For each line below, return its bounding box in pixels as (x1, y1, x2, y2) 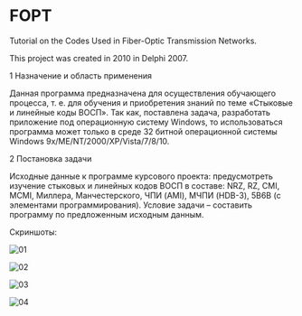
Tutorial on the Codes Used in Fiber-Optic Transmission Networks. (9, 35, 258, 46)
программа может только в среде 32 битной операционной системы (9, 125, 278, 136)
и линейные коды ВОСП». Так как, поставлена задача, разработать (9, 107, 271, 117)
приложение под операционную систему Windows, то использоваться (9, 116, 283, 127)
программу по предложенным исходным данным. (9, 209, 204, 219)
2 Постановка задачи (9, 153, 92, 163)
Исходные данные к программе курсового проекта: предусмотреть (9, 171, 274, 181)
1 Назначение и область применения (9, 70, 152, 81)
